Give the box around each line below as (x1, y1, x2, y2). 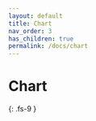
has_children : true (8, 34, 74, 43)
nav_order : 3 (8, 27, 52, 35)
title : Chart (8, 19, 52, 28)
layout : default (8, 11, 63, 20)
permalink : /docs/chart (8, 42, 89, 50)
